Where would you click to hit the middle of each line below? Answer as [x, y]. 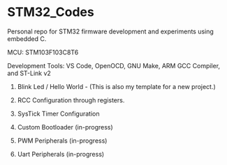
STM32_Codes [51, 12]
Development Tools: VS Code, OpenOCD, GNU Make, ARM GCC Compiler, [114, 65]
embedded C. [27, 38]
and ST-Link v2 [29, 73]
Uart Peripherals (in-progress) [61, 154]
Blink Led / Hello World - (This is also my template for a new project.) [117, 86]
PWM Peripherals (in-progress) [62, 141]
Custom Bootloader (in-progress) [65, 127]
